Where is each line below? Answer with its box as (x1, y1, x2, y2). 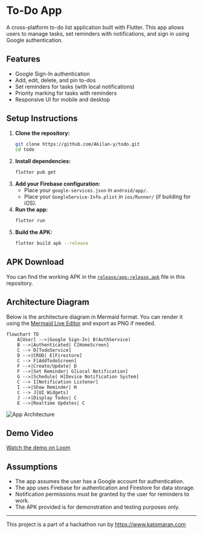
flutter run (14, 218, 45, 224)
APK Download (6, 257, 65, 267)
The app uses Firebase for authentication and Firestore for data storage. (14, 484, 195, 492)
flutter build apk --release (14, 240, 89, 247)
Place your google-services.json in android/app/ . (24, 187, 148, 194)
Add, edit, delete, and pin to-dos (14, 76, 96, 83)
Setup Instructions (6, 113, 78, 124)
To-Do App (6, 4, 62, 18)
